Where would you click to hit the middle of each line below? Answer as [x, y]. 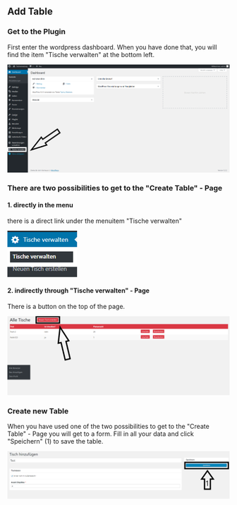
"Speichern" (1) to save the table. [55, 442]
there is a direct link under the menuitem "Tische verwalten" [95, 221]
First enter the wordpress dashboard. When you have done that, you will [112, 47]
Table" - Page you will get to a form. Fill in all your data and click [101, 434]
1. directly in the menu [40, 205]
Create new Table [38, 410]
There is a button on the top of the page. [66, 306]
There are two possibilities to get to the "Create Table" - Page [115, 188]
